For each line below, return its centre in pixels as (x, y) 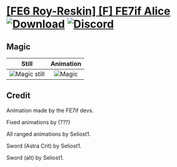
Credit (18, 96)
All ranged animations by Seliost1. (49, 134)
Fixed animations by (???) (38, 122)
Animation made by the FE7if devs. (50, 110)
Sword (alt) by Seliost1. (35, 157)
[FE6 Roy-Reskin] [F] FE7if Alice (88, 11)
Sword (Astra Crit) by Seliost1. (44, 146)
